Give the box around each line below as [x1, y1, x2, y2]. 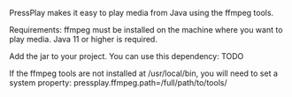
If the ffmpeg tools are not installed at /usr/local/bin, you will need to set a [9, 68, 279, 78]
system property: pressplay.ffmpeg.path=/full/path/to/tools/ [9, 78, 227, 87]
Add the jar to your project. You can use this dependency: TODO [9, 51, 244, 61]
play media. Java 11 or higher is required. [9, 34, 158, 44]
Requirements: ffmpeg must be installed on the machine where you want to [9, 25, 283, 34]
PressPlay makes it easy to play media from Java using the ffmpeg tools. [9, 8, 274, 18]
